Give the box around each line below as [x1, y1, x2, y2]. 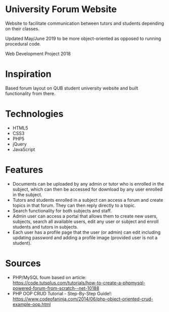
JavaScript [12, 146, 35, 152]
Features [5, 164, 43, 175]
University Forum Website [5, 4, 117, 15]
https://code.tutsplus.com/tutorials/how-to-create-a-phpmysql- [12, 280, 145, 286]
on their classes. [5, 25, 39, 31]
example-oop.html [12, 301, 51, 307]
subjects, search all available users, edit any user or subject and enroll [12, 218, 159, 225]
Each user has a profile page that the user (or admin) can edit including [12, 229, 161, 235]
